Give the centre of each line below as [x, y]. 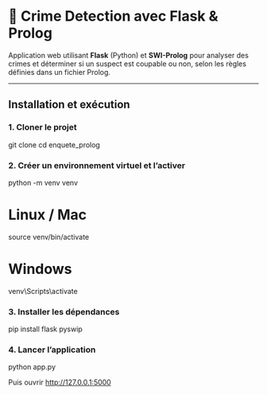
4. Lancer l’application [52, 350]
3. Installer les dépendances [64, 311]
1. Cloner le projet [43, 127]
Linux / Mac [48, 215]
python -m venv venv [43, 182]
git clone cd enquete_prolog [54, 145]
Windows [40, 269]
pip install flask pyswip [46, 329]
